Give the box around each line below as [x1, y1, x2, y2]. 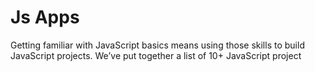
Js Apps [10, 6, 80, 29]
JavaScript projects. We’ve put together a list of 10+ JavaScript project [10, 49, 302, 61]
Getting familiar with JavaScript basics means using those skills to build [10, 39, 305, 51]
